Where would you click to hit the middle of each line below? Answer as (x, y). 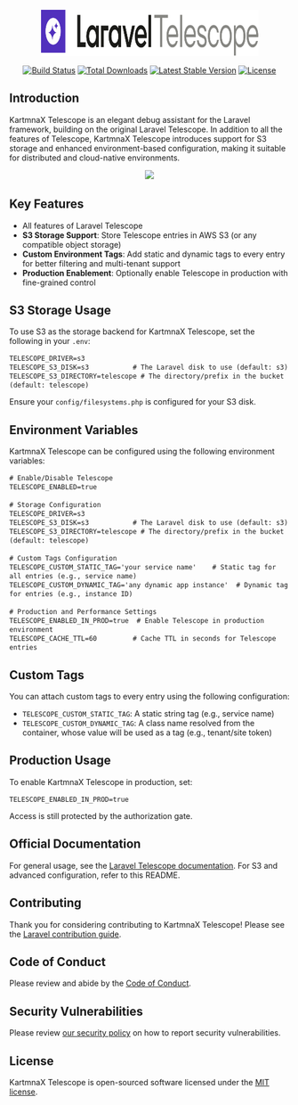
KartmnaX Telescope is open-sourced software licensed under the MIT (139, 1082)
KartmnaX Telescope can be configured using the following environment (142, 452)
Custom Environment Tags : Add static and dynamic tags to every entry (153, 254)
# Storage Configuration (55, 505)
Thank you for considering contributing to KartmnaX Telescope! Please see (147, 924)
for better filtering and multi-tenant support (101, 263)
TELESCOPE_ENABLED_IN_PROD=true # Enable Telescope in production (137, 621)
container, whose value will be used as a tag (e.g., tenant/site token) (147, 733)
